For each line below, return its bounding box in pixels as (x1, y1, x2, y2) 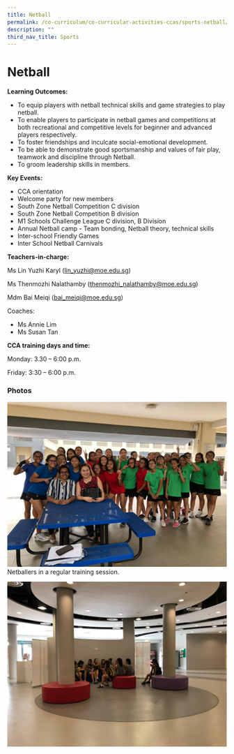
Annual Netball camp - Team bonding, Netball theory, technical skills (17, 224, 214, 233)
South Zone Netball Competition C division (17, 202, 140, 211)
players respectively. (17, 131, 77, 139)
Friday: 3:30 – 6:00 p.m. (7, 369, 76, 377)
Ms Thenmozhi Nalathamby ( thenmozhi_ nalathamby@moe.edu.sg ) (7, 280, 198, 288)
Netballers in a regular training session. (7, 568, 120, 576)
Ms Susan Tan (17, 328, 58, 337)
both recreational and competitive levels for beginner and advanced (17, 123, 212, 132)
